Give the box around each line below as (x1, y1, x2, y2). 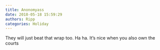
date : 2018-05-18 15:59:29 (5, 12, 62, 17)
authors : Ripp (5, 16, 36, 21)
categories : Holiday (5, 21, 49, 26)
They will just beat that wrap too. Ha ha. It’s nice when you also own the (5, 35, 155, 41)
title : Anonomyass (5, 7, 44, 12)
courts (5, 40, 19, 46)
